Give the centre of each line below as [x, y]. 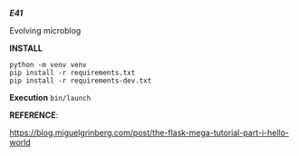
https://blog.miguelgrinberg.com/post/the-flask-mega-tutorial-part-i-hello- [149, 132]
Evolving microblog [45, 30]
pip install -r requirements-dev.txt [81, 81]
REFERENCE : [34, 115]
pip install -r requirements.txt [72, 73]
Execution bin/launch [50, 97]
